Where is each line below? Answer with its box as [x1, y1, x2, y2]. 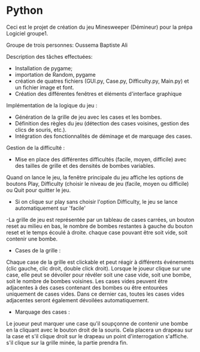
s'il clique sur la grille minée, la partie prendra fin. [6, 339, 128, 346]
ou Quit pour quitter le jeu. [6, 186, 71, 194]
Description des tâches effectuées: [6, 53, 93, 60]
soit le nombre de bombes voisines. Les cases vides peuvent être [6, 277, 168, 285]
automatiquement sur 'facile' [14, 204, 86, 212]
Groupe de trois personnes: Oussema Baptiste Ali [6, 41, 128, 49]
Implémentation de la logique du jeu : [6, 101, 98, 109]
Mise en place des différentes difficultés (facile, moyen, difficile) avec [14, 155, 187, 163]
